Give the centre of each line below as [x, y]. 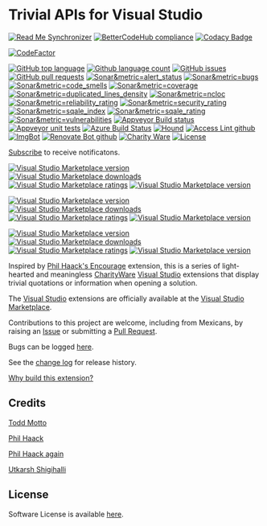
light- [231, 265]
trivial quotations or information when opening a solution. [103, 282]
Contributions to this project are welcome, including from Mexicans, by [126, 323]
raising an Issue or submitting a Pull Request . [83, 331]
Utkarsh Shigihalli [37, 469]
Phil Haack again [36, 454]
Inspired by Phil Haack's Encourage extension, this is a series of [115, 265]
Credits [27, 403]
